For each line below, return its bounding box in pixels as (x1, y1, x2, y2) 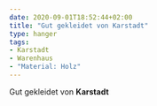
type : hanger (9, 29, 58, 38)
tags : (9, 37, 29, 47)
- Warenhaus (9, 54, 53, 63)
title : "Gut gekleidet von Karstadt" (9, 21, 149, 30)
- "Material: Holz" (9, 63, 82, 72)
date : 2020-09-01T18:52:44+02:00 (9, 12, 133, 22)
